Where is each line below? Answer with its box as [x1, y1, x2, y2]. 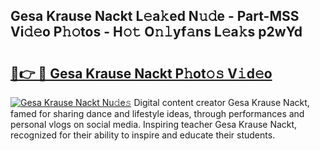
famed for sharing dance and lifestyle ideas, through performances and [10, 108, 305, 119]
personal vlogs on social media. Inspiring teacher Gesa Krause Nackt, [10, 119, 298, 130]
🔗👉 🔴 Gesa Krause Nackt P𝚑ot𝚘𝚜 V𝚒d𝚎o [10, 65, 273, 82]
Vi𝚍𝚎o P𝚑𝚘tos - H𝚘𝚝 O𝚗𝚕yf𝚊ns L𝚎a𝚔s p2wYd [10, 24, 303, 41]
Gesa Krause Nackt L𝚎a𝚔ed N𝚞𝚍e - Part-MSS [10, 8, 300, 25]
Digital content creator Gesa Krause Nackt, [133, 97, 310, 108]
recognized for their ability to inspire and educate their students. [10, 129, 276, 141]
